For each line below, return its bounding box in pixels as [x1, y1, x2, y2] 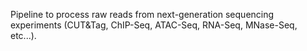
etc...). [10, 30, 37, 41]
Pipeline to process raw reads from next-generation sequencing [10, 9, 275, 20]
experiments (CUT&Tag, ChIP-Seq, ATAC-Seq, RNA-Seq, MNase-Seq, [10, 19, 298, 31]
